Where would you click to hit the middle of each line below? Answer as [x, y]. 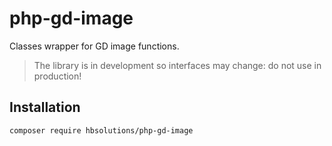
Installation [45, 107]
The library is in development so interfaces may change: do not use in [177, 65]
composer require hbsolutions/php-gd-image [101, 130]
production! [57, 76]
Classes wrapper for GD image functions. [94, 46]
